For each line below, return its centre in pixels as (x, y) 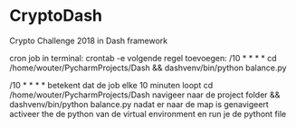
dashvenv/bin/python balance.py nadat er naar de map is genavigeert (139, 104)
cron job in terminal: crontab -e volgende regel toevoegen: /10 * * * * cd (143, 58)
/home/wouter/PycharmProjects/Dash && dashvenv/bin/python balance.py (148, 68)
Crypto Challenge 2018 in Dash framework (89, 41)
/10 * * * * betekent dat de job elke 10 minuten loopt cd (111, 85)
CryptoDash (56, 16)
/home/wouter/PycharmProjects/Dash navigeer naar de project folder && (145, 95)
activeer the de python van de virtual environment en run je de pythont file (148, 114)
